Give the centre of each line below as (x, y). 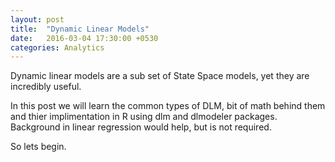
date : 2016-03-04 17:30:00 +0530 (84, 38)
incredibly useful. (46, 87)
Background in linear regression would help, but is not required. (141, 127)
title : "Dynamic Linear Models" (80, 29)
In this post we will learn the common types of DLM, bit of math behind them (168, 106)
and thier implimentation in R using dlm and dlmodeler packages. (144, 117)
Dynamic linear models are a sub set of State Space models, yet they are (160, 76)
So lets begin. (38, 147)
